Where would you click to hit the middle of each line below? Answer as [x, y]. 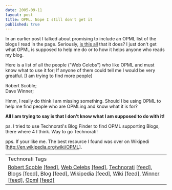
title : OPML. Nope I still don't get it [49, 19]
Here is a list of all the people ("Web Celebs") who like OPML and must [80, 65]
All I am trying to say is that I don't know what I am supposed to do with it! [85, 116]
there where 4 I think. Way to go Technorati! [52, 132]
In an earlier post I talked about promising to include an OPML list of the [81, 39]
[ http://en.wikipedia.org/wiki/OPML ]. [44, 147]
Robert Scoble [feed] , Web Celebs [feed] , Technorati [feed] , [80, 168]
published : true [23, 24]
